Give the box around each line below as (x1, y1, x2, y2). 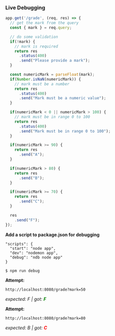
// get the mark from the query (10, 20, 79, 25)
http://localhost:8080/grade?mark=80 (5, 316, 86, 321)
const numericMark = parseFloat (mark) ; (10, 72, 95, 77)
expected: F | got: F (5, 296, 47, 302)
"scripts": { (5, 241, 33, 246)
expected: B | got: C (5, 324, 48, 330)
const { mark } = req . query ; (10, 25, 72, 31)
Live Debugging (5, 4, 45, 11)
